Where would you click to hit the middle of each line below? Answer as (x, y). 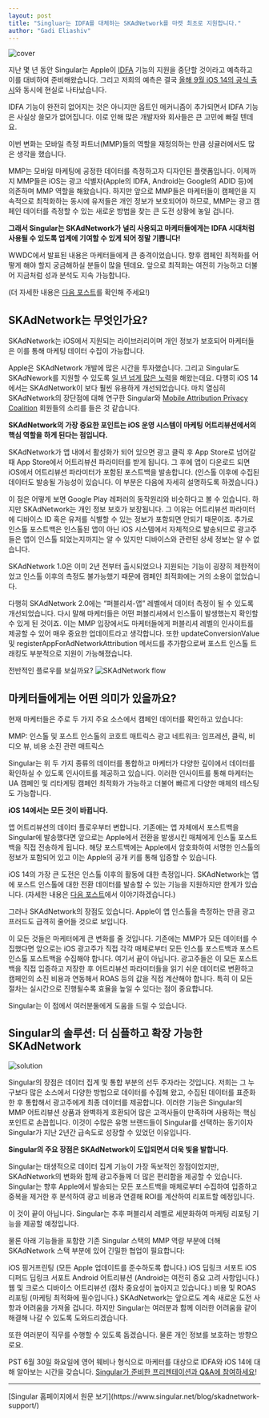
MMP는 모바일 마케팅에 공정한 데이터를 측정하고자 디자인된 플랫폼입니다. (122, 171)
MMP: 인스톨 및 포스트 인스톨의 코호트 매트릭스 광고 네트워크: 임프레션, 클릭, (128, 736)
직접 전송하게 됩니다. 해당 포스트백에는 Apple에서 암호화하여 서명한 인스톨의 (141, 847)
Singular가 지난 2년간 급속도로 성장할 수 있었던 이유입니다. (100, 1132)
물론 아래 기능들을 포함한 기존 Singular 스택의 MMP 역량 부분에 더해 (114, 1240)
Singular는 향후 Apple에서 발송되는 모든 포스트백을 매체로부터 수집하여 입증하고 (133, 1186)
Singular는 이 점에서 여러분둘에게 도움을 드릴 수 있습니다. (98, 1006)
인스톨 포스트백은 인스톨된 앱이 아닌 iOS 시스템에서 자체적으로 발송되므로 (122, 529)
